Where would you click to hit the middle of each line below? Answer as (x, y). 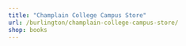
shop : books (28, 30)
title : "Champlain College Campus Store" (78, 15)
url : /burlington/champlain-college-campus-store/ (93, 23)
